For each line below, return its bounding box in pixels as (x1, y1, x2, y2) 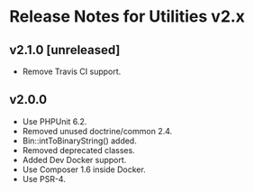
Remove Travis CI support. (22, 66, 122, 77)
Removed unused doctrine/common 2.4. (22, 125, 173, 136)
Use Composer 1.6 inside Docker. (22, 164, 146, 175)
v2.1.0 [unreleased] (9, 42, 121, 58)
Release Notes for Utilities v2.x (9, 6, 246, 27)
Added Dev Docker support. (22, 154, 127, 165)
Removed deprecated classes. (22, 144, 135, 155)
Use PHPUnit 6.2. (22, 115, 87, 127)
